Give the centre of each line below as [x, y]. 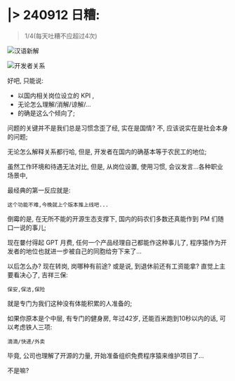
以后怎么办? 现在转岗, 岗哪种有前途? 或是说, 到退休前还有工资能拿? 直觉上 [113, 266]
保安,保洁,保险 [26, 289]
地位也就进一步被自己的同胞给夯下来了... [84, 251]
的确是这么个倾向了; [46, 113]
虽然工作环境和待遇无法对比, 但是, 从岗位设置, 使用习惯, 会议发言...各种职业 [115, 166]
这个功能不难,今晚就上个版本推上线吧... [58, 205]
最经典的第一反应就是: [39, 190]
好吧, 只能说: [26, 80]
